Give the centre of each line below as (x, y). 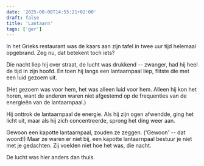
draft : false (23, 18)
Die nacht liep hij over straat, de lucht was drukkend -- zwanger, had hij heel (102, 65)
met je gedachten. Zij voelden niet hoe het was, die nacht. (79, 146)
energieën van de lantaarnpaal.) (46, 103)
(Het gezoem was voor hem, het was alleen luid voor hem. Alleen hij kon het (101, 90)
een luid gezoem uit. (32, 78)
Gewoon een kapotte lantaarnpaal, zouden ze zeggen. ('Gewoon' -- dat (96, 132)
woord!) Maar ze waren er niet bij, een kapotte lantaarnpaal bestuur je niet (99, 139)
